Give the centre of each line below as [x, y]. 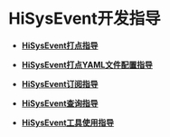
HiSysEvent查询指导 [60, 103]
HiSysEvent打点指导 [60, 45]
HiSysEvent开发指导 [85, 19]
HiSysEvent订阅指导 [60, 83]
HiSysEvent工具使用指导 [68, 122]
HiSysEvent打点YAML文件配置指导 [87, 64]
